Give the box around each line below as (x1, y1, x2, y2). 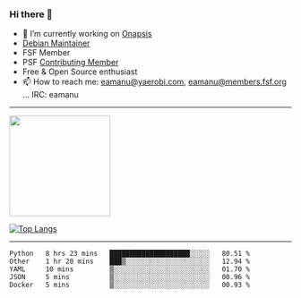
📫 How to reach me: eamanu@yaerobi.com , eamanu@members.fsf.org (21, 76, 287, 88)
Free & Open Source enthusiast (21, 66, 138, 77)
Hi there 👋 (9, 8, 54, 21)
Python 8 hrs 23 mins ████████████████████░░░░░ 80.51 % (9, 250, 251, 259)
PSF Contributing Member (21, 57, 119, 68)
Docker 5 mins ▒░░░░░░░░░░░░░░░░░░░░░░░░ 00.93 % (9, 281, 251, 290)
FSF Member (21, 47, 71, 58)
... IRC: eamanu (21, 89, 79, 100)
